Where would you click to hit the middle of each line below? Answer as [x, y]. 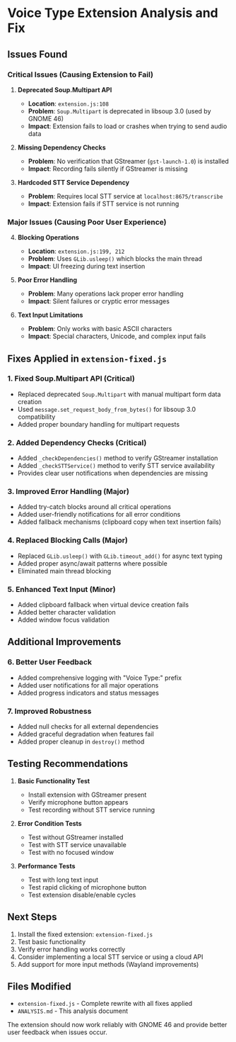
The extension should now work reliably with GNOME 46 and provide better [117, 1025]
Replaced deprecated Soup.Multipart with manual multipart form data [119, 394]
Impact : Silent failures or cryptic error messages [99, 301]
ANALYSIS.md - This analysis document [73, 1011]
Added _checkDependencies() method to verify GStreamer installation [118, 458]
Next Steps [32, 917]
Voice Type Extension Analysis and [113, 13]
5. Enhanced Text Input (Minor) [61, 589]
